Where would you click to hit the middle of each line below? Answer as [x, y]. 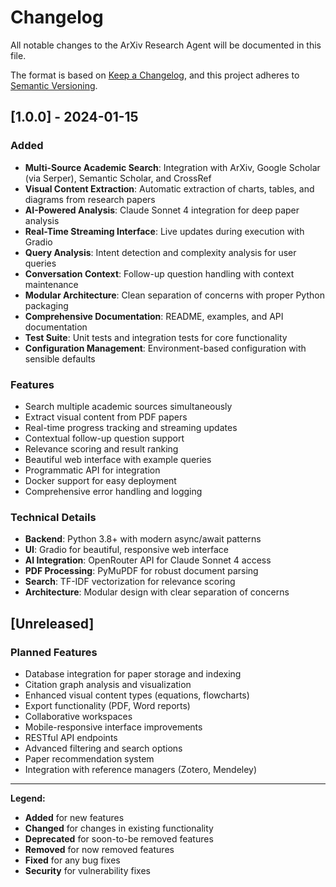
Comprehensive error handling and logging [113, 491]
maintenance [51, 284]
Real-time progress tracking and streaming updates [131, 427]
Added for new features [74, 817]
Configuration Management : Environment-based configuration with [165, 348]
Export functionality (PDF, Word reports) [107, 705]
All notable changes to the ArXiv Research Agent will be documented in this [166, 45]
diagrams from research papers [90, 199]
